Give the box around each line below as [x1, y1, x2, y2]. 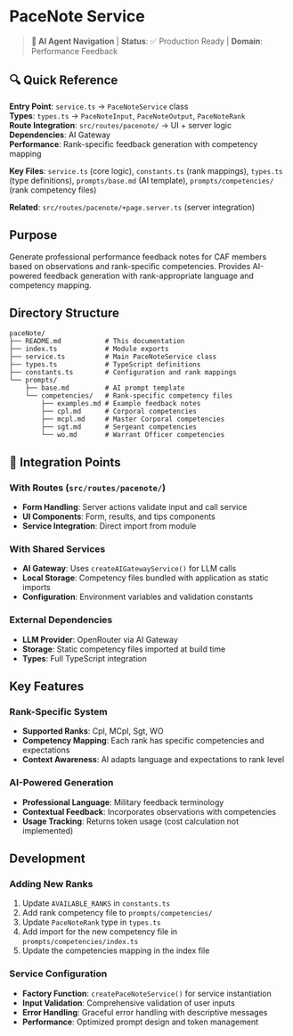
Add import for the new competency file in [21, 926, 178, 937]
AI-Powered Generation [9, 777, 114, 789]
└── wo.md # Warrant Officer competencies [41, 431, 225, 440]
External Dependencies [9, 613, 113, 626]
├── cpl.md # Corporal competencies [41, 407, 198, 416]
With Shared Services [9, 542, 106, 555]
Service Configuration [9, 967, 108, 980]
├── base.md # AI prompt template [25, 383, 185, 393]
